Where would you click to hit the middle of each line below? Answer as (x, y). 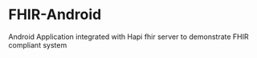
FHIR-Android (55, 15)
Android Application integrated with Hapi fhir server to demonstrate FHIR (128, 37)
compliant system (38, 44)
